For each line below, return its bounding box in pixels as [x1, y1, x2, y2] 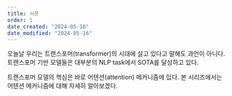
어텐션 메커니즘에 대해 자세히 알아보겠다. [7, 81, 118, 90]
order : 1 [7, 17, 33, 24]
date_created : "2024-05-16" [7, 23, 90, 30]
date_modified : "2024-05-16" [7, 29, 93, 37]
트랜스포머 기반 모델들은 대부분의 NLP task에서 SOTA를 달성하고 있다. [7, 58, 199, 67]
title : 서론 [7, 10, 40, 17]
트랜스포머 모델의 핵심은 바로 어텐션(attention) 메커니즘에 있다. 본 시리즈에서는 [7, 73, 223, 81]
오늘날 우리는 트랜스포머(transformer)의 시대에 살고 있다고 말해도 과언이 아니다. [7, 49, 226, 58]
